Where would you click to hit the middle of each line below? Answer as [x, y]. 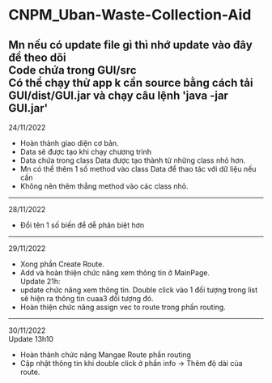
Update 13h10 [31, 339]
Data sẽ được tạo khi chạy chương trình [86, 152]
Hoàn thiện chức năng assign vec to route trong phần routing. [123, 307]
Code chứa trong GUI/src [72, 70]
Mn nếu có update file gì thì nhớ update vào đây [130, 45]
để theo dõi [37, 57]
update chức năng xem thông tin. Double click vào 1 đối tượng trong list [139, 290]
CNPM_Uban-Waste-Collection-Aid [130, 15]
